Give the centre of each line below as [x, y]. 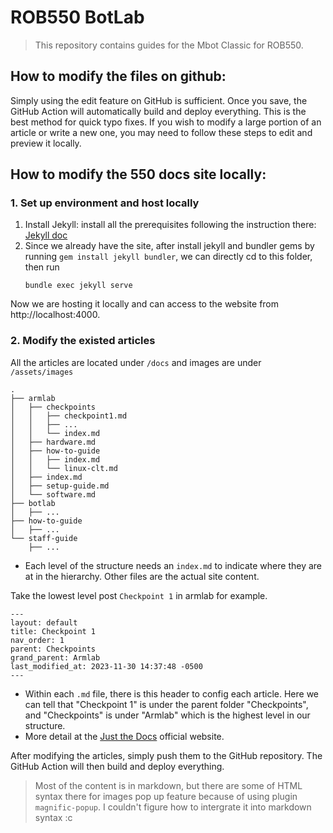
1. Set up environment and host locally [105, 203]
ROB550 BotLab [77, 17]
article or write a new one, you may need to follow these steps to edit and [161, 132]
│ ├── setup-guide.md [60, 486]
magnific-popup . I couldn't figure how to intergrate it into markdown [173, 807]
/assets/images [42, 372]
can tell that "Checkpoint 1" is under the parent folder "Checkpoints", [166, 704]
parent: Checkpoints [53, 649]
